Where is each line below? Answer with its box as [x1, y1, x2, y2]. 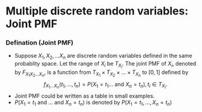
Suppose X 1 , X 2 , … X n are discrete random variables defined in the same [14, 52, 193, 61]
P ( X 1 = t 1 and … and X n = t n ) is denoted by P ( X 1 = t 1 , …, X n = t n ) [14, 98, 172, 107]
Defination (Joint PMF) [5, 39, 74, 47]
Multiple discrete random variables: [5, 4, 189, 18]
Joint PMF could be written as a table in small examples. [14, 92, 155, 99]
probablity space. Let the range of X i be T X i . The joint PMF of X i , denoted [14, 60, 197, 70]
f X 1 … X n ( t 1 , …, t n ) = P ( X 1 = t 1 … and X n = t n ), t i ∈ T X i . [44, 80, 168, 90]
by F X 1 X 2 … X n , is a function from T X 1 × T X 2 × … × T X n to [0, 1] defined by [14, 69, 189, 78]
